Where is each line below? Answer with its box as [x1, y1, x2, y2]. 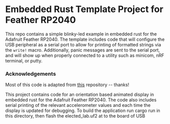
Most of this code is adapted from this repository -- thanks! [5, 82, 129, 88]
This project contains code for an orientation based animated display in [5, 92, 154, 98]
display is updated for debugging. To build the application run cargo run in [5, 107, 161, 114]
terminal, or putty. [5, 57, 43, 64]
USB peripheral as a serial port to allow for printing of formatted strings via [5, 41, 161, 47]
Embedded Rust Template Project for [5, 4, 163, 15]
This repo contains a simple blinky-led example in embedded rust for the [5, 31, 157, 37]
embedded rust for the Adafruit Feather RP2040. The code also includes [5, 97, 157, 103]
